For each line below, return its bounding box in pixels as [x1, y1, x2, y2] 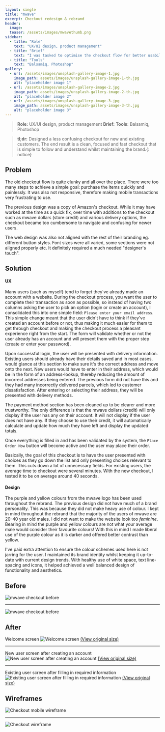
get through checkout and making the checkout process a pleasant [5, 325, 141, 332]
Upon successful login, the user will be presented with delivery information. [5, 351, 158, 357]
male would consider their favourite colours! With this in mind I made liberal [5, 527, 158, 533]
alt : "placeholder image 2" [14, 94, 71, 99]
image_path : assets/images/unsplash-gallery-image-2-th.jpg [14, 89, 139, 94]
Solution [5, 264, 31, 273]
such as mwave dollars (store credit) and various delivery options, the [5, 214, 146, 220]
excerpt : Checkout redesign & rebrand [5, 16, 84, 21]
